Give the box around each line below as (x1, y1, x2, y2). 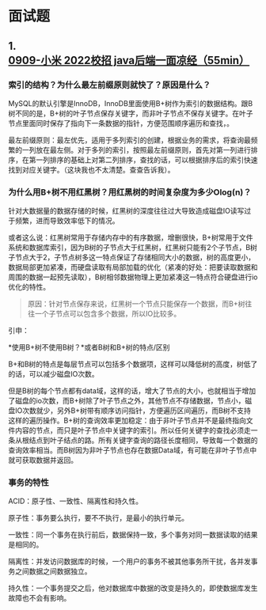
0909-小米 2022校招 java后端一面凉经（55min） (8, 53, 250, 67)
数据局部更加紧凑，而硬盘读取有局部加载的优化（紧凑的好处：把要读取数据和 (8, 263, 258, 272)
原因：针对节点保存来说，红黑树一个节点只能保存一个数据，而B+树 (27, 299, 245, 309)
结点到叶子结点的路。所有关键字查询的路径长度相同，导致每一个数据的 (28, 436, 258, 445)
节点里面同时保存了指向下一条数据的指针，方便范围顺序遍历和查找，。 (8, 118, 234, 127)
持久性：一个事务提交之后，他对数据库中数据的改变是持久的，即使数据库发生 (8, 583, 258, 593)
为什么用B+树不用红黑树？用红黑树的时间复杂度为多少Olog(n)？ (8, 187, 252, 198)
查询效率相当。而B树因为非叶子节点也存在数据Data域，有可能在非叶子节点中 (8, 445, 257, 455)
